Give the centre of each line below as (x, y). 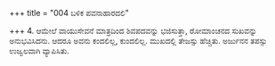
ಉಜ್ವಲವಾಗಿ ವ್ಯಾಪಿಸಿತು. (39, 51)
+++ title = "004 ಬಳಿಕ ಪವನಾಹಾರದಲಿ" (69, 13)
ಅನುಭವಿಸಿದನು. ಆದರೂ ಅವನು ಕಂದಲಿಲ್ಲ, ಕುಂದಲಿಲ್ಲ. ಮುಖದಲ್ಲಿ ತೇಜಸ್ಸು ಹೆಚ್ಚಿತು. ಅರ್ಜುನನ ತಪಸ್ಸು (138, 41)
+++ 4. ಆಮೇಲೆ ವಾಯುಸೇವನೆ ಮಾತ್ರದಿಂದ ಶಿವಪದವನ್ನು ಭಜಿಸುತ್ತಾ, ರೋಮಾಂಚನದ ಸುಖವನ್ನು (133, 31)
